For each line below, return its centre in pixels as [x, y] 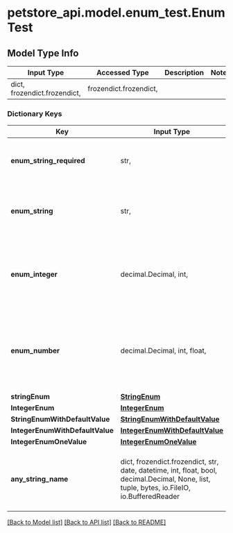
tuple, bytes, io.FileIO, [155, 488]
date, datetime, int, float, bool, [169, 471]
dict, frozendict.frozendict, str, [170, 462]
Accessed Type [122, 73]
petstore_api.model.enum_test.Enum [116, 13]
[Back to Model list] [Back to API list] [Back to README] [87, 523]
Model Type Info [43, 53]
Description [184, 73]
